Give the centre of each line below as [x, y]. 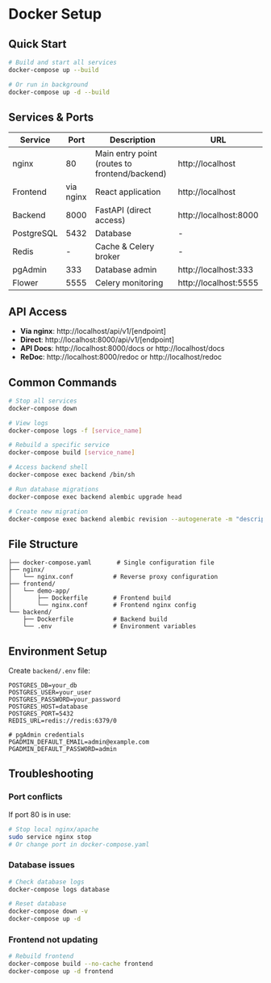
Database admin [126, 270]
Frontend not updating [53, 939]
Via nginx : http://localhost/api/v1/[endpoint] [93, 331]
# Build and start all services [63, 62]
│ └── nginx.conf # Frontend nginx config [102, 605]
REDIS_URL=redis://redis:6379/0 [63, 721]
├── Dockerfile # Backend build [95, 619]
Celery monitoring [129, 283]
